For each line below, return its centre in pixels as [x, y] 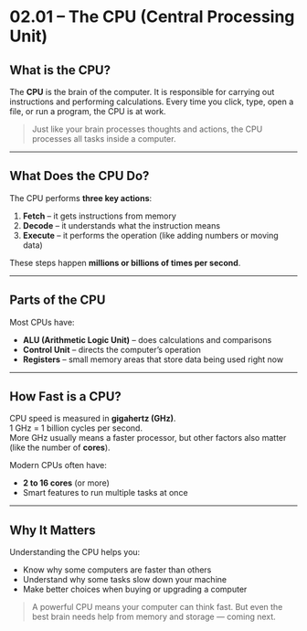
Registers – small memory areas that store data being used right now [153, 359]
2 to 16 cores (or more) [66, 483]
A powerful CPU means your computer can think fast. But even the [157, 607]
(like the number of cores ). [60, 448]
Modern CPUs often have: [58, 465]
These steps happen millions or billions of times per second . [125, 262]
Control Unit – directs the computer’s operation [111, 349]
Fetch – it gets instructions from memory [99, 216]
